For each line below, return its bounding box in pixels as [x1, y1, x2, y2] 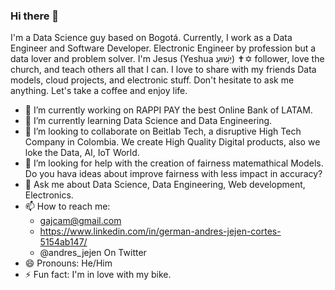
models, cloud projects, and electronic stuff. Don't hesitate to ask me [10, 74, 295, 86]
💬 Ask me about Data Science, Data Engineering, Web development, [24, 179, 306, 191]
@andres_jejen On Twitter [39, 247, 147, 259]
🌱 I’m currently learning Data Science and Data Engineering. [24, 115, 273, 127]
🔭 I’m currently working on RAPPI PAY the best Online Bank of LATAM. [24, 104, 313, 116]
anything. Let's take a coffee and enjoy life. [10, 85, 188, 97]
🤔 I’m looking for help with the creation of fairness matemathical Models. [24, 157, 324, 169]
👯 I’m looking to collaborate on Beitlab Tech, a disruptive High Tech [24, 125, 302, 138]
